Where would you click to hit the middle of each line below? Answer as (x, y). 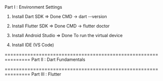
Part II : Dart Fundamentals (58, 60)
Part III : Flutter (46, 74)
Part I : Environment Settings (33, 7)
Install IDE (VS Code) (33, 45)
